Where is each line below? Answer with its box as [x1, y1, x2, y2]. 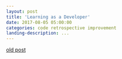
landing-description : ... [6, 30, 69, 36]
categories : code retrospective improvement [6, 25, 117, 31]
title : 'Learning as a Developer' [6, 14, 91, 20]
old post [6, 46, 26, 53]
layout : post [6, 8, 38, 15]
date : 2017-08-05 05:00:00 [6, 19, 72, 25]
